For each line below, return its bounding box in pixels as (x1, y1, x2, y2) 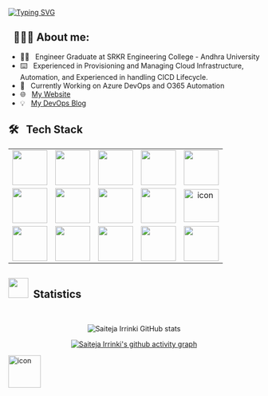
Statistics (33, 287, 82, 301)
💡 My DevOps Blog (19, 98, 86, 108)
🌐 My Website (19, 89, 71, 99)
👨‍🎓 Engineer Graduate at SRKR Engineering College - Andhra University (19, 52, 260, 61)
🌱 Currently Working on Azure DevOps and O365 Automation (19, 81, 225, 90)
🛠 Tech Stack (8, 123, 84, 137)
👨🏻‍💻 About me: (13, 30, 90, 44)
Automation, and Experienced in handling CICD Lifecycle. (19, 72, 209, 81)
